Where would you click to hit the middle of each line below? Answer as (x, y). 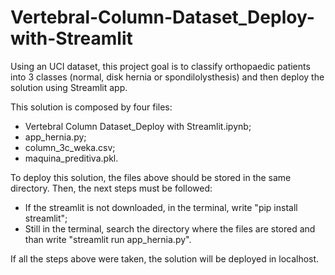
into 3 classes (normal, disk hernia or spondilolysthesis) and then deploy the (167, 77)
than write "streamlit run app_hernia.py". (108, 239)
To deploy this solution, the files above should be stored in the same (151, 177)
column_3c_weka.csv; (70, 147)
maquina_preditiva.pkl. (71, 158)
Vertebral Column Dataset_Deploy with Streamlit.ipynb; (138, 126)
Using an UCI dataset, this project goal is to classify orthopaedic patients (160, 66)
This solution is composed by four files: (91, 107)
